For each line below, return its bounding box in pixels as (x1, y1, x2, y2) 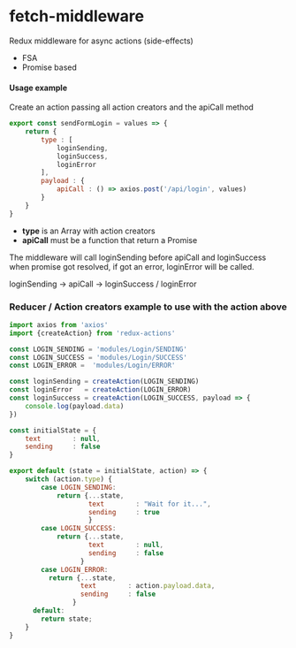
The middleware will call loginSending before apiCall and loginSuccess (9, 252, 267, 263)
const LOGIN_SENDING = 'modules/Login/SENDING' (9, 345, 188, 354)
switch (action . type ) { (25, 475, 113, 484)
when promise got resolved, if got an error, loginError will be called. (9, 261, 254, 271)
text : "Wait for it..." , (87, 499, 212, 508)
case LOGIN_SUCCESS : (41, 524, 117, 533)
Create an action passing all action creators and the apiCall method (9, 102, 254, 112)
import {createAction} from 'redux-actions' (9, 329, 176, 338)
